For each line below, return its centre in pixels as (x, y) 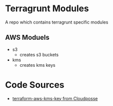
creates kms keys (38, 65)
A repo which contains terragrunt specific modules (57, 22)
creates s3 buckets (39, 54)
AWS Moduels (27, 38)
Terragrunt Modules (47, 9)
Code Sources (35, 85)
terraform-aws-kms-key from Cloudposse (55, 98)
